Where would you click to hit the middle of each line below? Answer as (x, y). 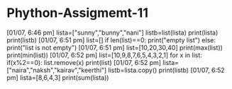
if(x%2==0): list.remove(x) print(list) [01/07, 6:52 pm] (84, 62)
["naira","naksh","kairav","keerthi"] (57, 70)
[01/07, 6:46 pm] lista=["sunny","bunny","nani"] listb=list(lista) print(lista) (112, 32)
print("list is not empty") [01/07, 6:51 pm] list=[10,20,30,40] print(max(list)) (115, 47)
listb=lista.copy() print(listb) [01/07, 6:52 (166, 70)
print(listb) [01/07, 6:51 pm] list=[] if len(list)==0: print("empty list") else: (111, 40)
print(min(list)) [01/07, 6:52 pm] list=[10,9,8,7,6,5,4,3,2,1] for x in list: (105, 55)
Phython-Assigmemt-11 (77, 13)
